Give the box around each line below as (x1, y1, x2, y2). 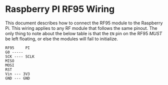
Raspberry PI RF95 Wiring (5, 3, 115, 15)
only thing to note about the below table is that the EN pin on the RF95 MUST (5, 30, 162, 36)
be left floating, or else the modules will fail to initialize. (5, 36, 118, 42)
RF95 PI (5, 45, 30, 50)
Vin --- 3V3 (5, 71, 30, 77)
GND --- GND (5, 76, 30, 81)
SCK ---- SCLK (5, 54, 35, 59)
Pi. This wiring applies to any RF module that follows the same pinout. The (5, 25, 157, 31)
